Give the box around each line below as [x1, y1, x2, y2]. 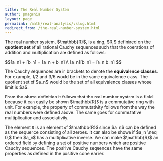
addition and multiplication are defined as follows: [5, 50, 106, 56]
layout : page [5, 16, 32, 21]
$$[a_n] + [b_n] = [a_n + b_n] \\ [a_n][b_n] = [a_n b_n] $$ [5, 59, 122, 65]
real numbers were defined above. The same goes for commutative [5, 109, 142, 116]
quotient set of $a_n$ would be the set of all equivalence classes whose [5, 79, 152, 85]
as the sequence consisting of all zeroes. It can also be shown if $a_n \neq [5, 129, 157, 135]
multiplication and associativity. [5, 115, 69, 121]
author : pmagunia [5, 12, 41, 17]
